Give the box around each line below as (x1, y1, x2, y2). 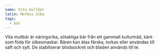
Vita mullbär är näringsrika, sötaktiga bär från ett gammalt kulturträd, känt (5, 34, 153, 40)
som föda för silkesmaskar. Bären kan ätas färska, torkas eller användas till (5, 39, 155, 45)
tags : (5, 16, 16, 21)
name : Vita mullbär (5, 7, 45, 12)
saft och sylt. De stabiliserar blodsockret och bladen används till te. (5, 44, 140, 50)
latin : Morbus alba (5, 12, 45, 17)
